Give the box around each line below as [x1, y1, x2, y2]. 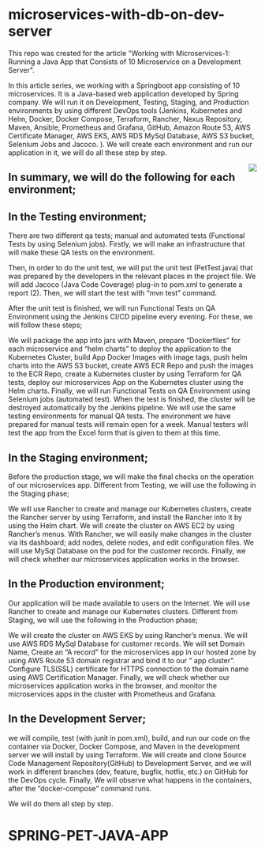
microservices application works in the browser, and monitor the [8, 681, 218, 690]
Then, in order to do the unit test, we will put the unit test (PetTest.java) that [8, 263, 253, 273]
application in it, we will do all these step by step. [8, 148, 167, 157]
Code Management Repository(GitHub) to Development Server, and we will [8, 758, 252, 768]
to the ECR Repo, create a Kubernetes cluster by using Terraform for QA [8, 369, 242, 379]
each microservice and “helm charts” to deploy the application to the [8, 344, 232, 353]
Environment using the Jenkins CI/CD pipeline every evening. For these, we [8, 312, 254, 322]
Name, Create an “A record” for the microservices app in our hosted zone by [8, 647, 256, 657]
